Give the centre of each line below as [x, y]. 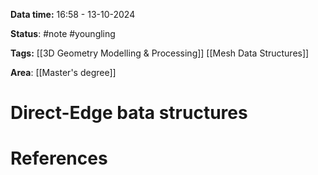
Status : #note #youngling [63, 33]
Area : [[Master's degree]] [63, 72]
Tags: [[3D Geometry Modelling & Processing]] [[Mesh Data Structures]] [160, 53]
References [59, 158]
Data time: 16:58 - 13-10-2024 [73, 14]
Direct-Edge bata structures [129, 113]
